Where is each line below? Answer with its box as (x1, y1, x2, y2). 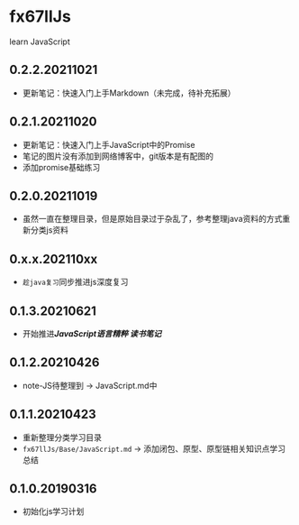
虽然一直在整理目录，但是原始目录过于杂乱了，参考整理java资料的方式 (22, 214, 283, 225)
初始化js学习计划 (22, 506, 85, 517)
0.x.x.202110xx (9, 251, 98, 267)
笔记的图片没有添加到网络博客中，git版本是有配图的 (22, 151, 214, 161)
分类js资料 (30, 225, 69, 235)
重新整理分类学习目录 (22, 431, 102, 443)
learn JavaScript (9, 36, 70, 47)
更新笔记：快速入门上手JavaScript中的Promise (22, 139, 195, 150)
